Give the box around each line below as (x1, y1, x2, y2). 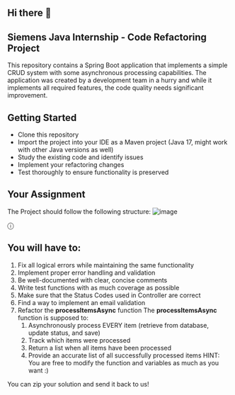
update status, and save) (28, 328, 101, 337)
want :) (28, 366, 49, 374)
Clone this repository (17, 130, 79, 139)
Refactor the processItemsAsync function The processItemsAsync (17, 306, 217, 314)
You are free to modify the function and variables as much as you (28, 358, 219, 367)
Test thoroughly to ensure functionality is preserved (17, 168, 169, 177)
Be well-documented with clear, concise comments (17, 275, 168, 284)
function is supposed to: (17, 313, 88, 322)
